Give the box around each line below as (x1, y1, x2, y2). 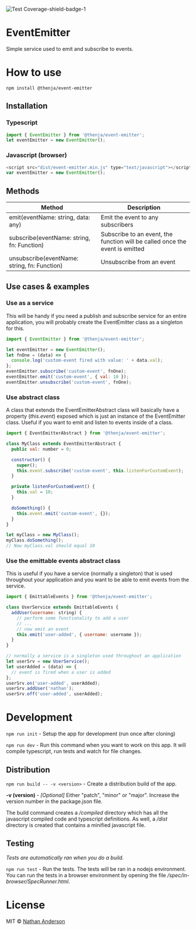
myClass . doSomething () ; (6, 537, 64, 544)
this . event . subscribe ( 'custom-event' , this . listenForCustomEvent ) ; (16, 468, 184, 473)
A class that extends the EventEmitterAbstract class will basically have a (6, 407, 180, 414)
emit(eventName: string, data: (9, 214, 90, 222)
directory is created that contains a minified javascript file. (6, 821, 146, 828)
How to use (6, 66, 62, 79)
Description (127, 204, 161, 212)
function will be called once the (100, 238, 187, 246)
